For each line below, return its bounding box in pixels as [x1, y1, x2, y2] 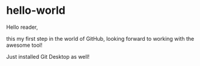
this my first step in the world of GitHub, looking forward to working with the [6, 35, 195, 42]
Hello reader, [6, 23, 38, 31]
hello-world [6, 4, 66, 17]
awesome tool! [6, 41, 43, 49]
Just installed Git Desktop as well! [6, 53, 90, 60]
